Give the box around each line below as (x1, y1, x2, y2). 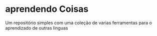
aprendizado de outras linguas (5, 25, 68, 31)
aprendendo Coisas (5, 3, 89, 15)
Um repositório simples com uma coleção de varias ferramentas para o (5, 20, 152, 26)
